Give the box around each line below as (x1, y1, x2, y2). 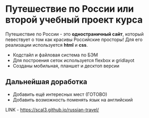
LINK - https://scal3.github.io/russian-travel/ (5, 106, 99, 113)
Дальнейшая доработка (5, 77, 87, 86)
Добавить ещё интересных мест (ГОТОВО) (12, 91, 107, 97)
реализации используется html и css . (5, 42, 88, 48)
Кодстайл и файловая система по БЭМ (12, 52, 98, 58)
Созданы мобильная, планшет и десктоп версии (12, 63, 120, 69)
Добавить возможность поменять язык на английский (12, 96, 133, 103)
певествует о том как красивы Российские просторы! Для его (5, 36, 143, 43)
